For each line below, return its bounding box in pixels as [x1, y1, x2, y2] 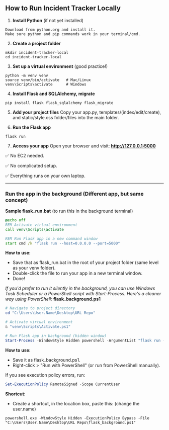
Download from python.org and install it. [5, 27, 96, 32]
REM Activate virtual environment [5, 222, 78, 227]
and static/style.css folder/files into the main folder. [12, 114, 119, 120]
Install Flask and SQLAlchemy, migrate [12, 91, 95, 97]
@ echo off [5, 218, 26, 223]
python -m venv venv [5, 73, 49, 78]
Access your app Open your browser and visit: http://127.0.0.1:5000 [12, 143, 156, 149]
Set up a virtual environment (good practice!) [12, 63, 108, 69]
